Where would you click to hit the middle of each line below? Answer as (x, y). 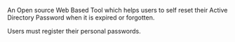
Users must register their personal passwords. (74, 31)
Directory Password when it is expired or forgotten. (81, 17)
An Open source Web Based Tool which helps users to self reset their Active (117, 10)
